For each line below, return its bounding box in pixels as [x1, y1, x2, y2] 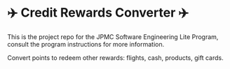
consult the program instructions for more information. [7, 40, 165, 48]
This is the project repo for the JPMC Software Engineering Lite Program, [7, 32, 219, 41]
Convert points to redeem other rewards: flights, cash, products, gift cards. [7, 53, 224, 62]
